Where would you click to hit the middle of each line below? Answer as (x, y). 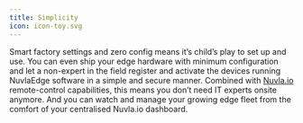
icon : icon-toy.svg (46, 26)
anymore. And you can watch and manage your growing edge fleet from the (150, 99)
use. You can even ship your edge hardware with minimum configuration (144, 61)
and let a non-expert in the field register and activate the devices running (145, 70)
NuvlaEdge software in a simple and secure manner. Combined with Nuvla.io (152, 80)
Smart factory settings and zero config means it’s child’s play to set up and (148, 51)
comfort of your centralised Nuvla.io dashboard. (99, 109)
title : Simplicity (44, 18)
